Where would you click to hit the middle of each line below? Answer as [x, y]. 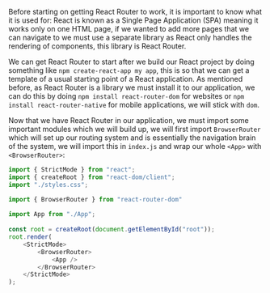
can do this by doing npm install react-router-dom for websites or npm [127, 96]
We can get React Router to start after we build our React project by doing [131, 62]
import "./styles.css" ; [49, 185]
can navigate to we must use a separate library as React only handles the [130, 37]
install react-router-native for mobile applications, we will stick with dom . [134, 105]
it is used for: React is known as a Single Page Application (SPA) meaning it [133, 20]
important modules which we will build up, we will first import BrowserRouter [135, 129]
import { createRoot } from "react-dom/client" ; [92, 177]
